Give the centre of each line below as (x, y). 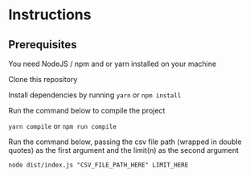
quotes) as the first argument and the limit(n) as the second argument (124, 150)
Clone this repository (43, 79)
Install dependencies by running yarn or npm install (95, 95)
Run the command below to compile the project (87, 111)
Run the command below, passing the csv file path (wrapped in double (125, 142)
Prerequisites (43, 45)
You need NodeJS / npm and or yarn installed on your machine (113, 64)
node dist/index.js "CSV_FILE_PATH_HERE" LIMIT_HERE (98, 165)
